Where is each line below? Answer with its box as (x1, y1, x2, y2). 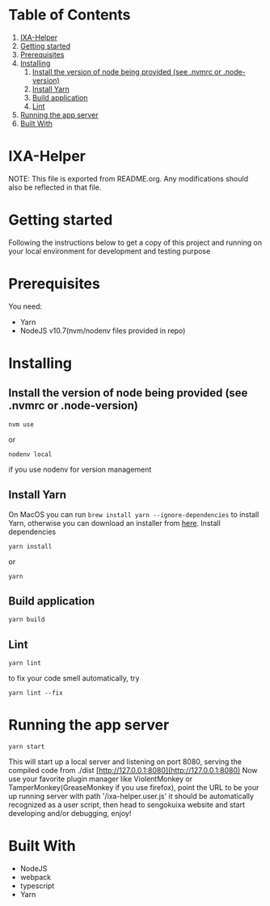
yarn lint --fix (8, 689, 63, 698)
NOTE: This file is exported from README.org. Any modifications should (8, 173, 249, 183)
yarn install (8, 542, 53, 550)
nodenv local (8, 450, 53, 459)
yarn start (8, 743, 45, 751)
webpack (19, 873, 51, 882)
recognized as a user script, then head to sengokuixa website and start (8, 800, 245, 810)
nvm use (8, 420, 35, 429)
